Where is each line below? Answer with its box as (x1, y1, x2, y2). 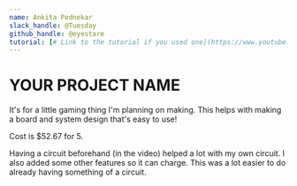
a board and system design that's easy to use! (9, 114, 178, 124)
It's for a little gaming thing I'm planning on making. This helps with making (9, 105, 282, 115)
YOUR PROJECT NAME (9, 76, 181, 95)
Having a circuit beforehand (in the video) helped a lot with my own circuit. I (9, 148, 286, 159)
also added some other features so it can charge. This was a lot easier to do (9, 158, 286, 168)
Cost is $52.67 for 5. (9, 131, 84, 142)
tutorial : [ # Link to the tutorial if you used (9, 37, 188, 47)
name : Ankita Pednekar (9, 12, 93, 22)
